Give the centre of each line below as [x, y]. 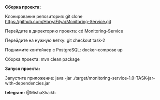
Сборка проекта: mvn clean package [42, 59]
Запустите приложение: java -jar [38, 78]
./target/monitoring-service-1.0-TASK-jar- [114, 78]
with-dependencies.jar [28, 83]
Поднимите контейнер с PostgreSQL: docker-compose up [64, 50]
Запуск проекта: [22, 68]
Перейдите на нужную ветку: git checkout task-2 [55, 40]
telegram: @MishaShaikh [30, 92]
